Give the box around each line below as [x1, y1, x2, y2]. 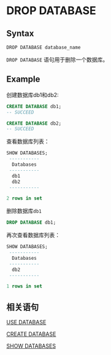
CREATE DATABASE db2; [6, 120, 62, 127]
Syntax [6, 28, 34, 39]
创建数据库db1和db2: [6, 91, 59, 98]
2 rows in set [6, 195, 43, 201]
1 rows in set [6, 283, 43, 289]
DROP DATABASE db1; [6, 219, 56, 226]
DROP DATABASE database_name [6, 44, 81, 50]
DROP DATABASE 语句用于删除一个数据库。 [6, 56, 109, 63]
